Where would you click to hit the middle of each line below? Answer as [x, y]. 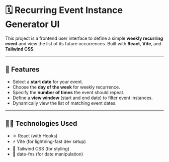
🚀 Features [22, 70]
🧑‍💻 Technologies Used [41, 124]
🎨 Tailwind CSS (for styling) [41, 148]
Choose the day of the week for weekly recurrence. [66, 87]
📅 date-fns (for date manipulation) [48, 154]
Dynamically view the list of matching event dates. [64, 103]
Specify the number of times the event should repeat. [68, 92]
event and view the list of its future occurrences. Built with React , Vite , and [83, 43]
